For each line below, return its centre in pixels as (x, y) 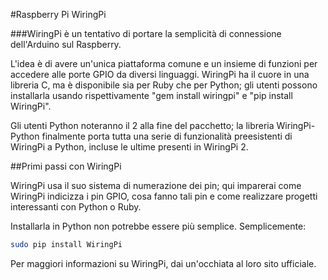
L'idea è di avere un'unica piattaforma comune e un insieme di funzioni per (164, 63)
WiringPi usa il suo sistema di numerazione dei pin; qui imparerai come (156, 185)
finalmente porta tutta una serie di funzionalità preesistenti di (167, 136)
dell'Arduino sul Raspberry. (66, 44)
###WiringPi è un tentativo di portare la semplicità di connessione (146, 33)
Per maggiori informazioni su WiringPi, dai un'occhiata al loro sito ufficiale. (163, 263)
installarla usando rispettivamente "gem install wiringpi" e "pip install (151, 95)
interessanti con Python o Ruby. (76, 207)
